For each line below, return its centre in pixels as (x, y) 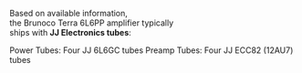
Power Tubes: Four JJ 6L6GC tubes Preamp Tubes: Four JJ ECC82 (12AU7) (151, 50)
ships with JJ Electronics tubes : (71, 32)
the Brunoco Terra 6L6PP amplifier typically (92, 23)
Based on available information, (68, 13)
